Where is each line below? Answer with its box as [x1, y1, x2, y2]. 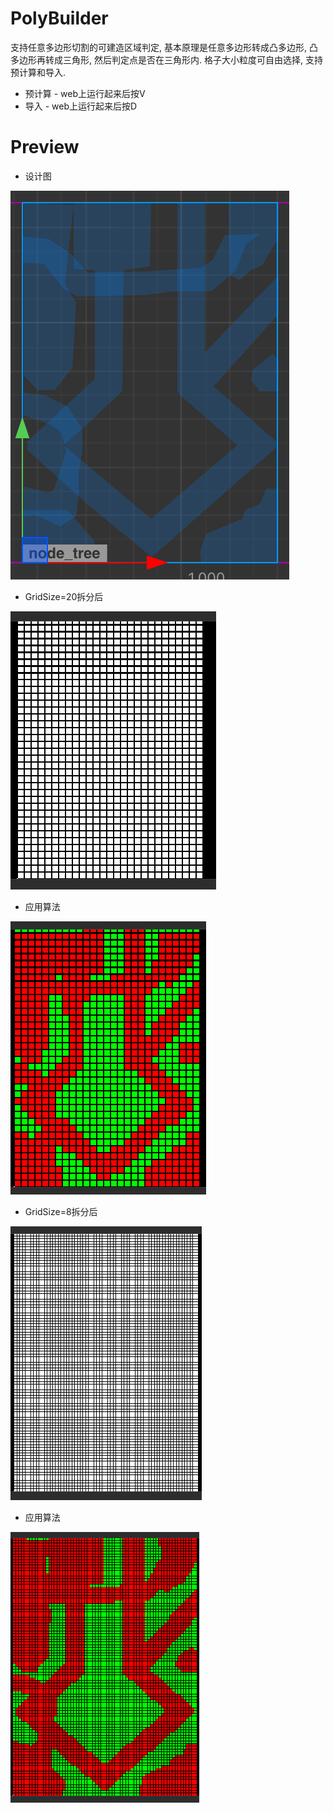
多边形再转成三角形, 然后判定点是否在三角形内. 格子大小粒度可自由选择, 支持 [10, 53, 323, 66]
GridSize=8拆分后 [24, 1205, 98, 1217]
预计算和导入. [10, 66, 67, 78]
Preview [10, 136, 80, 159]
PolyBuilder [10, 7, 109, 30]
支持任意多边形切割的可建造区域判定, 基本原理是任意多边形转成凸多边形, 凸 [10, 41, 318, 53]
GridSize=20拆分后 [24, 590, 104, 602]
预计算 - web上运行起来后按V [24, 87, 146, 99]
